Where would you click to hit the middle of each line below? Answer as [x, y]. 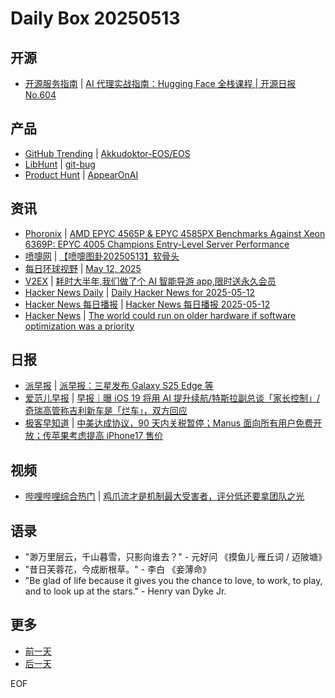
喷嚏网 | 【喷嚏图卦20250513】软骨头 [102, 256]
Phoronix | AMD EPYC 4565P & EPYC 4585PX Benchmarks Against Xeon [175, 233]
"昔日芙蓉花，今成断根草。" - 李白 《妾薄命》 [118, 569]
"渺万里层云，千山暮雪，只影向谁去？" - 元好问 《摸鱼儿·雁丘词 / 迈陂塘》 [176, 557]
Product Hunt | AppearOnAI [81, 174]
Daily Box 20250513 [95, 18]
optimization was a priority [79, 326]
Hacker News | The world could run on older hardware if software [160, 315]
